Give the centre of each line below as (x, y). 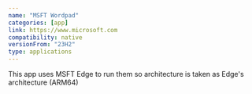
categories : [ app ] (38, 23)
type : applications (40, 52)
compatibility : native (45, 37)
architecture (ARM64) (43, 82)
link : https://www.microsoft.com (63, 30)
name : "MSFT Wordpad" (44, 15)
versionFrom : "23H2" (42, 45)
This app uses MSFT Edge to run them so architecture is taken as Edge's (126, 74)
